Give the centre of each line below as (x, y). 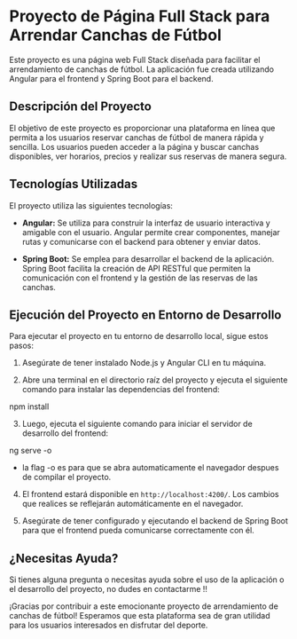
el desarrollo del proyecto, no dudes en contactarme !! (109, 589)
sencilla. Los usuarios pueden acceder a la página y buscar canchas (134, 146)
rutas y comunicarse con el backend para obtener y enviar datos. (141, 241)
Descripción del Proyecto (81, 107)
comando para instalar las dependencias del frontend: (121, 390)
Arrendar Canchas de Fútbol (115, 35)
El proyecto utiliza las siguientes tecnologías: (91, 205)
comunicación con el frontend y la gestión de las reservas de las (140, 278)
